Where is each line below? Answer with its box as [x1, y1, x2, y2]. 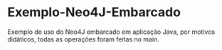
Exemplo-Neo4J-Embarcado [7, 4, 181, 20]
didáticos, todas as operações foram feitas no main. [7, 35, 160, 43]
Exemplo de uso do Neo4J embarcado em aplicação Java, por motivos [7, 27, 216, 36]
